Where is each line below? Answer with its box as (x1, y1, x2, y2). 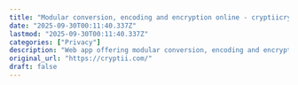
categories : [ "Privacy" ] (9, 37, 101, 47)
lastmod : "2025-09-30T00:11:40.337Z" (9, 29, 149, 38)
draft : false (9, 63, 58, 72)
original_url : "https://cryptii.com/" (9, 54, 153, 63)
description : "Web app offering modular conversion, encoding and (9, 46, 260, 55)
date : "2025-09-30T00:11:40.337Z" (9, 21, 137, 30)
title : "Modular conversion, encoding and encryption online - (9, 12, 248, 22)
